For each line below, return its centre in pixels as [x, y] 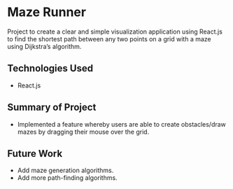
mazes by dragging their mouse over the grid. [83, 132]
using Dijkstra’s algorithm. [44, 46]
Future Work [35, 154]
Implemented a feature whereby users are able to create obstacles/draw [121, 124]
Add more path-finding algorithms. [67, 178]
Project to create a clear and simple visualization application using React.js [115, 31]
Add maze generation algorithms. [65, 170]
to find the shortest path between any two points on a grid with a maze [109, 38]
